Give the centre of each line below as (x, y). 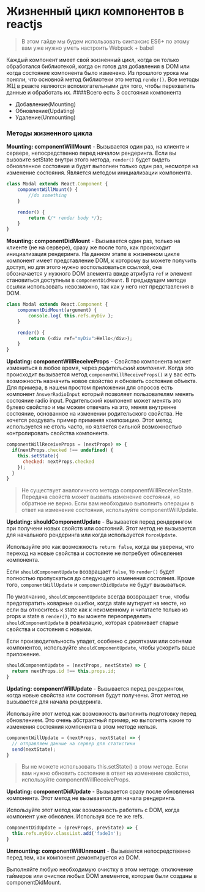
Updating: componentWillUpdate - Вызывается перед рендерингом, (95, 688)
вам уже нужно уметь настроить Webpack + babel (88, 48)
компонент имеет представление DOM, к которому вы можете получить (102, 261)
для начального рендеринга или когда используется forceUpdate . (92, 535)
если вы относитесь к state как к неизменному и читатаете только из (97, 610)
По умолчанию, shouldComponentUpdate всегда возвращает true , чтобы (98, 597)
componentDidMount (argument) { (57, 310)
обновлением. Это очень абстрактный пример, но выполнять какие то (99, 720)
